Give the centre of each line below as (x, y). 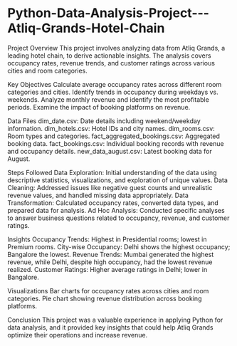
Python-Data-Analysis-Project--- (109, 13)
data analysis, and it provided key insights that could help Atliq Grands (110, 327)
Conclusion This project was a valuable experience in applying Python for (115, 320)
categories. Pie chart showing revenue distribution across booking (105, 298)
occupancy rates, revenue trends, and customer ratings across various (111, 63)
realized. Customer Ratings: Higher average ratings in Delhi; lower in (107, 269)
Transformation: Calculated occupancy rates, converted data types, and (113, 203)
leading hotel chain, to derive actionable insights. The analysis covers (109, 56)
